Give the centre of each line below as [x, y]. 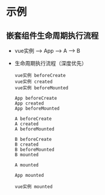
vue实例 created [33, 82]
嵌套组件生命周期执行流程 [52, 36]
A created [27, 124]
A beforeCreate [33, 119]
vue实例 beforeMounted [41, 88]
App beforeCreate [36, 98]
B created [27, 144]
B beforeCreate [33, 139]
